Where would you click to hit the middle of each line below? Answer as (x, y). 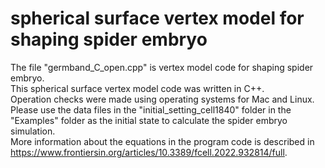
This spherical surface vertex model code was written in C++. (137, 88)
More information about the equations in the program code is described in (162, 141)
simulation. (33, 131)
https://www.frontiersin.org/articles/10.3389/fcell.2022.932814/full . (149, 152)
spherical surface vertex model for (157, 18)
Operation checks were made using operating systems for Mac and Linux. (162, 99)
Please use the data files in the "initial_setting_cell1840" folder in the (151, 109)
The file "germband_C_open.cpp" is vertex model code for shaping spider (162, 67)
